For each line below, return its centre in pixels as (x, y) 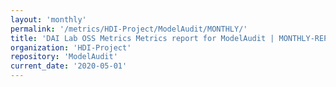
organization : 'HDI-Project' (71, 47)
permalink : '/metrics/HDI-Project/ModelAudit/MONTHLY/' (129, 29)
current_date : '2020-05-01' (69, 66)
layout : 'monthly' (48, 19)
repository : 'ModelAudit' (64, 57)
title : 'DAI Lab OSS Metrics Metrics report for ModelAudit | (142, 38)
